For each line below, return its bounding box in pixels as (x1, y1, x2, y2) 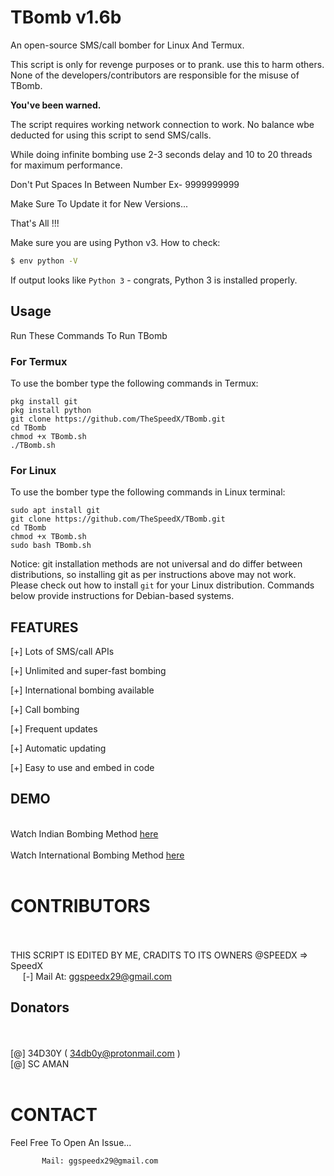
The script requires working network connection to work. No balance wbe (10, 118, 315, 130)
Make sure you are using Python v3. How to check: (10, 236, 221, 248)
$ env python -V (10, 256, 78, 266)
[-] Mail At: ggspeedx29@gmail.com (22, 970, 173, 982)
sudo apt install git (10, 506, 101, 516)
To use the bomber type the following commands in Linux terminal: (10, 486, 286, 498)
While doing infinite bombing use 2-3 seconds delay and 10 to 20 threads (10, 148, 313, 160)
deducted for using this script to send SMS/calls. (10, 129, 212, 141)
